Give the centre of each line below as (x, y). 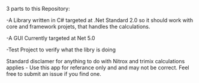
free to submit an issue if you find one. (54, 74)
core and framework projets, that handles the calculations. (78, 27)
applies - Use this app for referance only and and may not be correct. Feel (98, 67)
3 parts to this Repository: (38, 9)
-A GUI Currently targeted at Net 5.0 (51, 38)
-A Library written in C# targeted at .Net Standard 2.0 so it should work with (100, 20)
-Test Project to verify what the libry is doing (61, 50)
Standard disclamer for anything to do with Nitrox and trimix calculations (96, 61)
